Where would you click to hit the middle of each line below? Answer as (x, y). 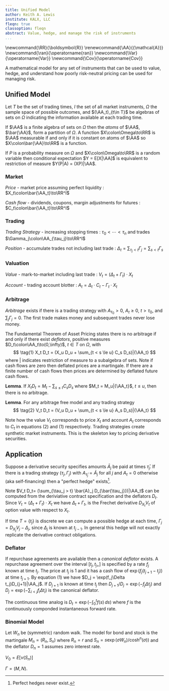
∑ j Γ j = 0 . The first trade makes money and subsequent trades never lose (80, 318)
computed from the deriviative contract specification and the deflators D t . (81, 497)
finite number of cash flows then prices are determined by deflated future (81, 371)
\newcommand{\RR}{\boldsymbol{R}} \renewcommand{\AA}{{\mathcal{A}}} (84, 48)
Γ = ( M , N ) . (16, 668)
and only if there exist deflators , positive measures (58, 339)
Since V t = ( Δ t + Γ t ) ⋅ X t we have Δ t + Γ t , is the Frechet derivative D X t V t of (80, 504)
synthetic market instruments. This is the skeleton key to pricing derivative (82, 433)
